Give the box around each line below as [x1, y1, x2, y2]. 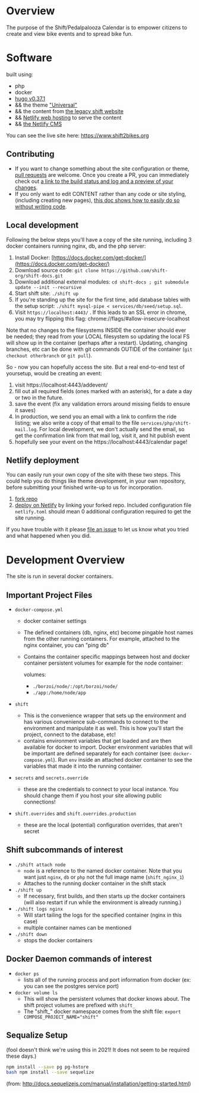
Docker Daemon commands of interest [6, 954, 152, 964]
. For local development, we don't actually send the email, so [36, 425, 185, 432]
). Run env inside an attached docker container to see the [53, 756, 192, 764]
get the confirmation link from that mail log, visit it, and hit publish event [14, 432, 190, 439]
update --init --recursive [14, 284, 82, 290]
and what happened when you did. [6, 532, 91, 540]
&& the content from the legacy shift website [14, 107, 124, 114]
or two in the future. [14, 394, 64, 401]
